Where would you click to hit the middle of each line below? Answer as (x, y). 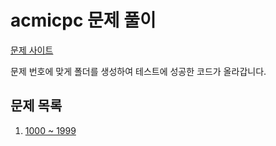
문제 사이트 (32, 50)
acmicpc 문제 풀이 (83, 20)
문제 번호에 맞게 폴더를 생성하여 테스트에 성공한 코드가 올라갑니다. (138, 71)
